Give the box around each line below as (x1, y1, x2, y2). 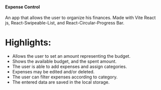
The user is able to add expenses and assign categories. (12, 64, 127, 69)
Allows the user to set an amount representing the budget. (12, 53, 130, 59)
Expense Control (5, 4, 40, 10)
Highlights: (5, 37, 52, 48)
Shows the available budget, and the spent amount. (12, 59, 117, 65)
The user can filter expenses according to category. (12, 74, 118, 80)
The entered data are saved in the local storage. (12, 79, 110, 85)
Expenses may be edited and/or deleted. (12, 69, 95, 75)
